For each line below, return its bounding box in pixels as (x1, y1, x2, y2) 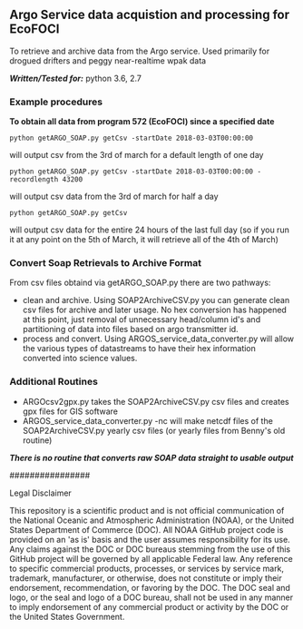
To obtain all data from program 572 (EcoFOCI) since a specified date (9, 116, 275, 127)
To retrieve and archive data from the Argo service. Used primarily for (9, 45, 270, 56)
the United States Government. (9, 611, 125, 622)
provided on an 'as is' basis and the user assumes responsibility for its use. (9, 534, 290, 545)
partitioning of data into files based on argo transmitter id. (22, 324, 239, 335)
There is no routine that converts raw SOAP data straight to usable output (9, 452, 294, 463)
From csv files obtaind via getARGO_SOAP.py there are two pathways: (9, 277, 271, 289)
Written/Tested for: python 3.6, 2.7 (9, 73, 142, 84)
